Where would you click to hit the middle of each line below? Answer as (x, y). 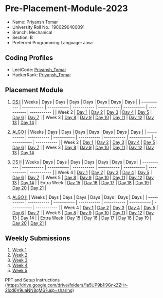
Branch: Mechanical (32, 32)
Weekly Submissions (38, 238)
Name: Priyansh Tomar (35, 22)
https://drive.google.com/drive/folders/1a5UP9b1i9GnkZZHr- (67, 285)
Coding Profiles (29, 58)
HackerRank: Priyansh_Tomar (42, 75)
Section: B (22, 37)
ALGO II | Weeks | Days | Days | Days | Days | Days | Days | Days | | (80, 197)
